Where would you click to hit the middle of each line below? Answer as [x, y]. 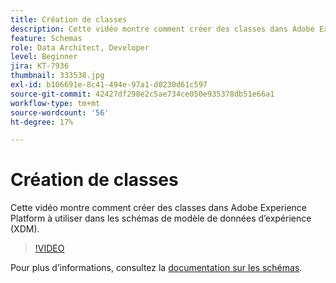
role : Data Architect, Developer [80, 47]
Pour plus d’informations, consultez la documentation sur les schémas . [156, 268]
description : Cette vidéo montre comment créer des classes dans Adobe [162, 29]
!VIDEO [49, 248]
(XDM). [25, 229]
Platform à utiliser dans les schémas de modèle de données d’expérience [161, 218]
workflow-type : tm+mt [55, 103]
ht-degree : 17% [42, 122]
